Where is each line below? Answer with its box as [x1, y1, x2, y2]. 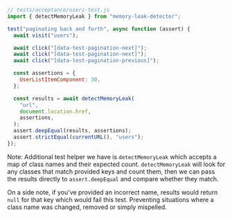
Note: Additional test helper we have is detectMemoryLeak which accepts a [7, 152, 217, 161]
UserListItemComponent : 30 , [19, 76, 100, 83]
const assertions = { [13, 70, 76, 77]
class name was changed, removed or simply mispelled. [7, 203, 168, 211]
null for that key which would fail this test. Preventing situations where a [7, 195, 215, 203]
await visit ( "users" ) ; [13, 32, 79, 39]
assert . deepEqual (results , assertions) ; [13, 127, 132, 134]
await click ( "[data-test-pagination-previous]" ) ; [13, 57, 159, 64]
